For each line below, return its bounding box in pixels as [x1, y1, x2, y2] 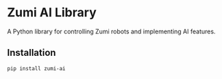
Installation [7, 47, 56, 59]
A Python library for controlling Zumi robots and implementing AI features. [7, 27, 216, 35]
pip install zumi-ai [7, 65, 66, 72]
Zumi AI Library [7, 5, 97, 20]
